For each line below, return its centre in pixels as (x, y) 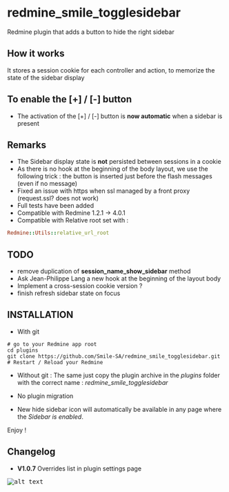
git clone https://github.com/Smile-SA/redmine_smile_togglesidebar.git (114, 356)
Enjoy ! (17, 430)
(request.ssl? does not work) (58, 198)
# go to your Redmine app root (52, 344)
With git (28, 331)
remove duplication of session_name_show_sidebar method (104, 272)
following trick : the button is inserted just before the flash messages (114, 176)
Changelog (31, 452)
